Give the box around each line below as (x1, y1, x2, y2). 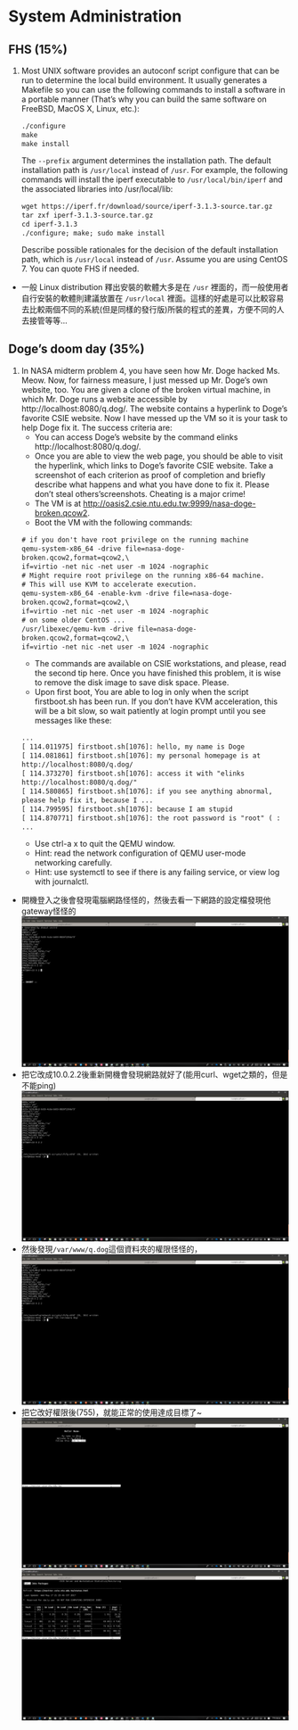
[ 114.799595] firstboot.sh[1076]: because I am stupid (20, 805, 233, 814)
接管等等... (28, 315, 68, 326)
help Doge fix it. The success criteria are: (20, 422, 173, 433)
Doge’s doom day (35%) (8, 342, 145, 357)
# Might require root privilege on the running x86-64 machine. (20, 571, 265, 580)
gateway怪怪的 (20, 906, 77, 916)
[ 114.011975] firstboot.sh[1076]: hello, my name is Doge (20, 742, 246, 751)
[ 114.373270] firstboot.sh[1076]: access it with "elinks (20, 769, 246, 778)
